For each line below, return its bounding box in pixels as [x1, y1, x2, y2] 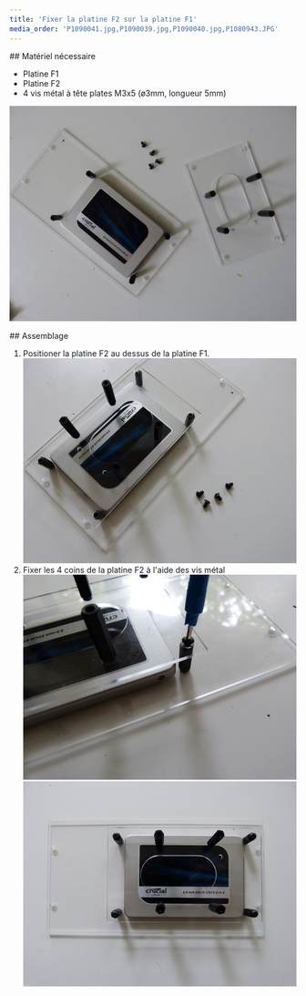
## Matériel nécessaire [9, 50, 96, 61]
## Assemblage [9, 330, 69, 341]
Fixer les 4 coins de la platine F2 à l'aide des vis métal [22, 564, 226, 575]
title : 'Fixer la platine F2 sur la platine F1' [9, 15, 198, 24]
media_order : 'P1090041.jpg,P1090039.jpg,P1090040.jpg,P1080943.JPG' [9, 24, 280, 34]
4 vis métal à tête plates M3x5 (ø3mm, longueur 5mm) [22, 87, 227, 98]
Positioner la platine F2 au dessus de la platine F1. [22, 347, 210, 359]
